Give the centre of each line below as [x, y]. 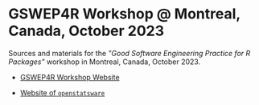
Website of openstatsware [62, 92]
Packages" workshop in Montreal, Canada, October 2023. [105, 62]
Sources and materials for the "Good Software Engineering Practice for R [129, 53]
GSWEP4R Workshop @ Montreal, [125, 14]
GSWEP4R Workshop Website [70, 77]
